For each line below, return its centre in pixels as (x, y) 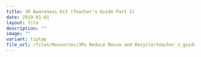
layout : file (22, 23)
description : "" (26, 28)
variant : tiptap (26, 39)
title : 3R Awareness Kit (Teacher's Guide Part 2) (71, 12)
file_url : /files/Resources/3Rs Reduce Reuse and (69, 45)
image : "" (19, 34)
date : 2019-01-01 (28, 17)
